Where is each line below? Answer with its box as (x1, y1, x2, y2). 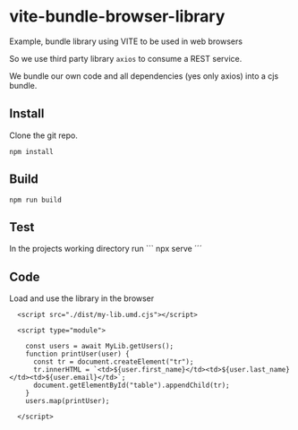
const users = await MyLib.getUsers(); (25, 342, 175, 351)
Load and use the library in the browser (9, 293, 155, 304)
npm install (9, 147, 54, 156)
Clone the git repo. (9, 130, 79, 141)
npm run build (9, 195, 63, 204)
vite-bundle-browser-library (9, 6, 226, 27)
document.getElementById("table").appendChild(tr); (32, 381, 230, 391)
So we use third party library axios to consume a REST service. (9, 53, 243, 64)
